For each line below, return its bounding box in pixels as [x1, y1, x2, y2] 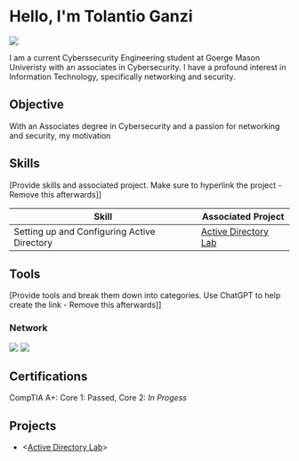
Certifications [9, 369, 88, 384]
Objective [9, 97, 65, 112]
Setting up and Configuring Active [13, 225, 156, 238]
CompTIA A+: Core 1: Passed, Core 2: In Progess [9, 392, 187, 403]
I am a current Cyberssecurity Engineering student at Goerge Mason [9, 52, 261, 63]
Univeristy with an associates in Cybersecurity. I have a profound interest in [9, 61, 287, 72]
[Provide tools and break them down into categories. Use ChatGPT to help [9, 290, 281, 301]
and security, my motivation [9, 130, 111, 141]
